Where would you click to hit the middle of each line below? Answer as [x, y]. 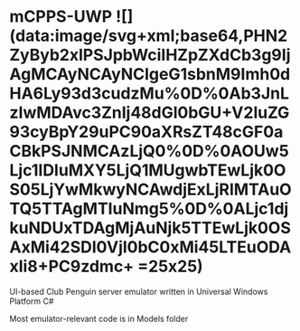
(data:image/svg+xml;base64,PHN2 [149, 36]
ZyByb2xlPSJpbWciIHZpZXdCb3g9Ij [150, 55]
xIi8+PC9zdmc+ [72, 266]
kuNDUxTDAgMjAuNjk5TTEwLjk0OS [150, 228]
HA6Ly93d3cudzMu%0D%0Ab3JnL [150, 94]
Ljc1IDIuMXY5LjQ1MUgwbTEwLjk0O [148, 170]
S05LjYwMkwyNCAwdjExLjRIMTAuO [150, 189]
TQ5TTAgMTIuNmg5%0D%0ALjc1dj [149, 209]
